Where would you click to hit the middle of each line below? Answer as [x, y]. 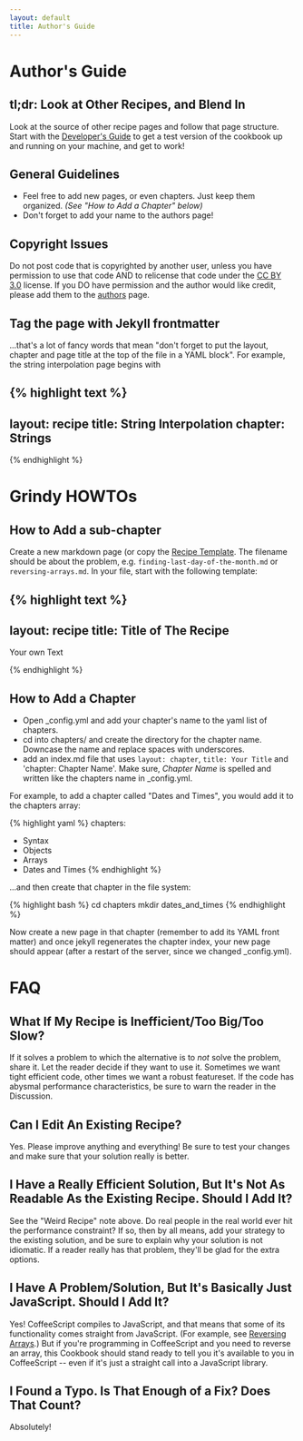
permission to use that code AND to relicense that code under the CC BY [146, 276]
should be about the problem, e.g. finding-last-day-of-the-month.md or [144, 562]
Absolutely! [30, 1427]
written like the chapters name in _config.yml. [108, 778]
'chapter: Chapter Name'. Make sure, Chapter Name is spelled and [147, 769]
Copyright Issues [59, 244]
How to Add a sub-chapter [85, 530]
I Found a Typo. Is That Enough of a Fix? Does [140, 1391]
